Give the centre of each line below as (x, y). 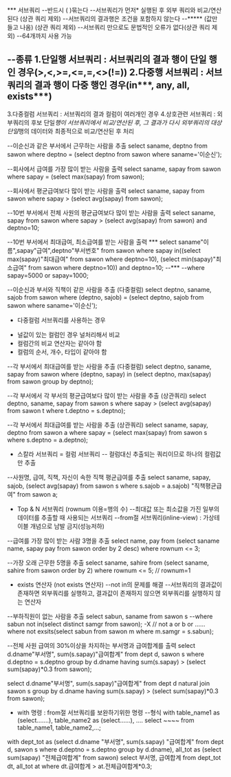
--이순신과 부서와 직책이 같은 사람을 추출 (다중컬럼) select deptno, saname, (109, 289)
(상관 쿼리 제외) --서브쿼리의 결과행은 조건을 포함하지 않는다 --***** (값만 (119, 19)
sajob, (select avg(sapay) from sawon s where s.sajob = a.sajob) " (101, 486)
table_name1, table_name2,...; (59, 728)
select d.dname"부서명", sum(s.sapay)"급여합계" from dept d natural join (109, 683)
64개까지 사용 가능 (47, 36)
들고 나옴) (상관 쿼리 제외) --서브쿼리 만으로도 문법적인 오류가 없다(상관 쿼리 (109, 27)
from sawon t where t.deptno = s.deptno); (66, 410)
